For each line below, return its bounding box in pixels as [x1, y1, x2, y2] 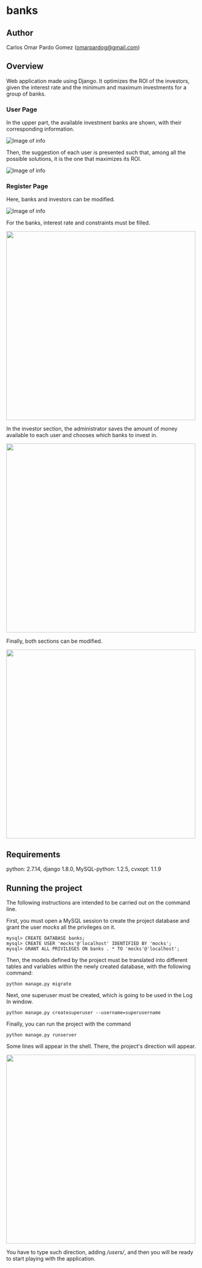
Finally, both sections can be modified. [6, 637, 103, 645]
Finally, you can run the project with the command [6, 1020, 131, 1028]
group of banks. [6, 90, 47, 97]
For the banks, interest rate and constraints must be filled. [6, 219, 151, 227]
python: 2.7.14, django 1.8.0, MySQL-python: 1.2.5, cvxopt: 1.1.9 [6, 865, 161, 873]
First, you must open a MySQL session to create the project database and [6, 917, 190, 925]
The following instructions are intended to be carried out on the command [6, 899, 191, 906]
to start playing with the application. [6, 1255, 96, 1263]
